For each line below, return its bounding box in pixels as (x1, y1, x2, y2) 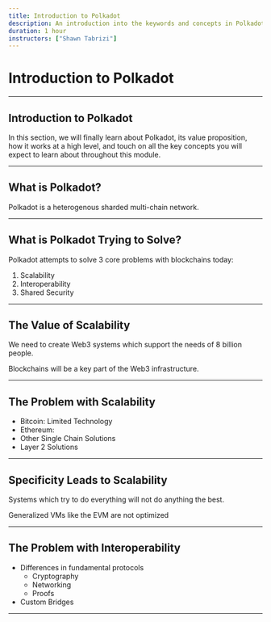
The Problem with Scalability (8, 395, 156, 409)
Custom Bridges (19, 597, 74, 607)
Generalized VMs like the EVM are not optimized (8, 511, 169, 520)
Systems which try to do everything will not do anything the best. (8, 494, 224, 505)
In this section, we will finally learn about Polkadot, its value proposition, (8, 132, 248, 142)
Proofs (31, 588, 55, 598)
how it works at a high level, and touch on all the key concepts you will (8, 141, 243, 150)
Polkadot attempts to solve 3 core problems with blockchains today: (8, 254, 234, 264)
